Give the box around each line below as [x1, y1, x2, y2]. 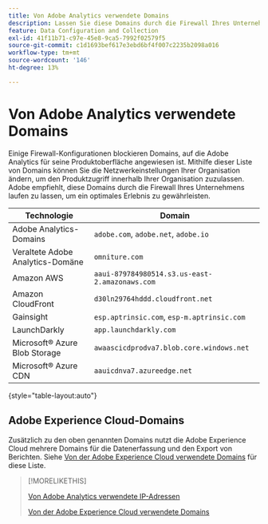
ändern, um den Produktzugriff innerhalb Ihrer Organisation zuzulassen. [8, 173, 245, 184]
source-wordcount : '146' [8, 57, 91, 65]
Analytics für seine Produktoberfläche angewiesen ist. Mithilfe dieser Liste [8, 157, 253, 166]
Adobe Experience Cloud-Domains [8, 414, 185, 427]
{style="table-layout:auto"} [8, 391, 97, 400]
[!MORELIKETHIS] [27, 476, 87, 486]
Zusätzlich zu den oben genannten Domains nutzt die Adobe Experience [8, 435, 246, 444]
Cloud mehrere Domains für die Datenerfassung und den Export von [8, 443, 233, 453]
